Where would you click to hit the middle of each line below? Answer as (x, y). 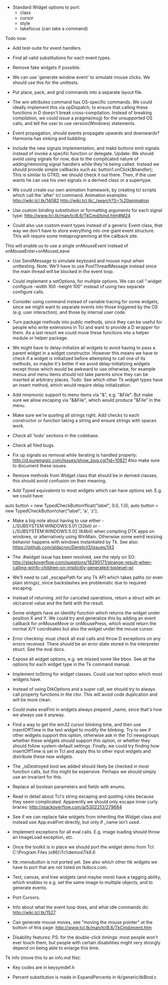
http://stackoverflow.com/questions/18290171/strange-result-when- (82, 562)
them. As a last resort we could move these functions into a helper (81, 333)
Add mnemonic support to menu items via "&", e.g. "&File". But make (83, 395)
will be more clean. (32, 700)
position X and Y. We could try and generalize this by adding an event (84, 618)
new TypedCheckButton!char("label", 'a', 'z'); (52, 511)
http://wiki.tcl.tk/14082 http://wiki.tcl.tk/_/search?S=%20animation (81, 201)
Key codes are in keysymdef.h (43, 967)
